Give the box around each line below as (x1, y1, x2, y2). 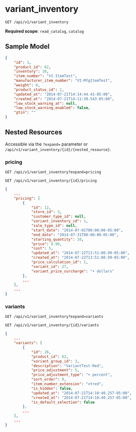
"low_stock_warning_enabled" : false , (14, 105, 91, 111)
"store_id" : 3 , (31, 210, 62, 215)
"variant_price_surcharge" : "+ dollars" (31, 268, 115, 274)
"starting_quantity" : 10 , (31, 237, 84, 242)
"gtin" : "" (14, 110, 36, 115)
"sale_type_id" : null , (31, 223, 78, 228)
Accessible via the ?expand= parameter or (5, 141, 88, 147)
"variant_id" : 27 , (31, 264, 69, 269)
